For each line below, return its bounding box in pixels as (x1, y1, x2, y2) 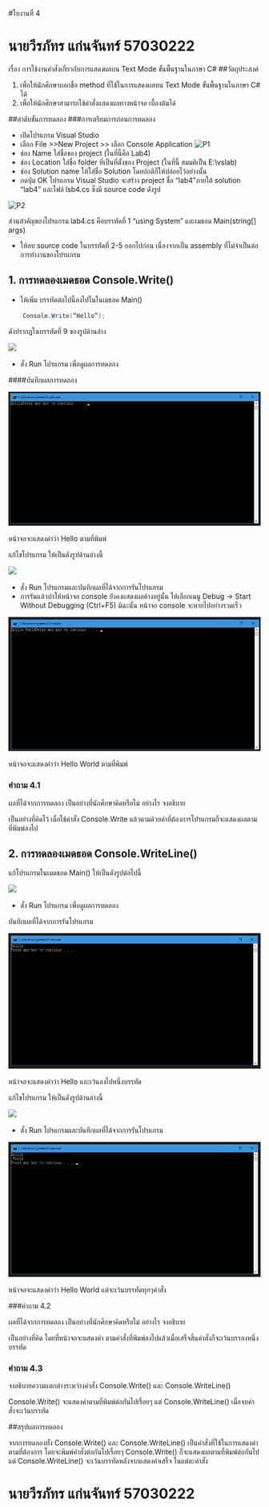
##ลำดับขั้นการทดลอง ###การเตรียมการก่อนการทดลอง (8, 114, 156, 124)
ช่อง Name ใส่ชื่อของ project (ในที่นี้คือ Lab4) (19, 148, 151, 157)
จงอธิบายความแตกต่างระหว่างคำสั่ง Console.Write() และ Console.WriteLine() (8, 1381, 231, 1391)
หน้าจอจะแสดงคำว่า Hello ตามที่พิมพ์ (8, 533, 106, 543)
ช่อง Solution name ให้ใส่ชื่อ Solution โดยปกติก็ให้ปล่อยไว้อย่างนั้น (19, 166, 207, 176)
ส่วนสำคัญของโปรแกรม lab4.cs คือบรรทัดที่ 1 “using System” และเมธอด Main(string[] (8, 216, 257, 226)
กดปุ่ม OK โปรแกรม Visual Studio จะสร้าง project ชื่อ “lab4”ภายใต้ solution (19, 175, 242, 185)
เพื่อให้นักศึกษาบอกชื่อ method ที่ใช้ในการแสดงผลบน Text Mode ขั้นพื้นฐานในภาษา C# (19, 79, 261, 89)
